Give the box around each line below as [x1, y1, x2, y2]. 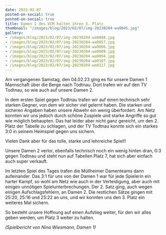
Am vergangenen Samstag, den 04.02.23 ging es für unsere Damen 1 [5, 77, 148, 83]
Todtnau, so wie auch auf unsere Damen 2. [5, 87, 94, 93]
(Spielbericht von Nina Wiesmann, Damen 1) [5, 225, 96, 231]
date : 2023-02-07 [5, 7, 41, 12]
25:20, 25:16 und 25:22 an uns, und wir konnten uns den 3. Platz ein [5, 195, 145, 201]
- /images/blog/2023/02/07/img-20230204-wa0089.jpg [5, 49, 115, 54]
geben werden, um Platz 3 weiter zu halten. [5, 215, 95, 221]
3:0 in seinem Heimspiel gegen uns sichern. [5, 128, 96, 134]
